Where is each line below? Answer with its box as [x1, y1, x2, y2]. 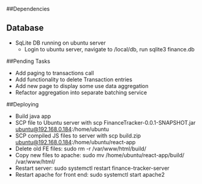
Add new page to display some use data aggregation [15, 82, 149, 89]
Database [6, 23, 44, 33]
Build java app [15, 112, 51, 120]
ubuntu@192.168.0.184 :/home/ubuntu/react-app [15, 138, 136, 145]
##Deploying [6, 100, 39, 108]
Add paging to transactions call [15, 69, 94, 76]
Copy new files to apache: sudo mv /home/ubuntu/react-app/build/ [15, 151, 185, 158]
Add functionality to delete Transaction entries [15, 76, 133, 83]
